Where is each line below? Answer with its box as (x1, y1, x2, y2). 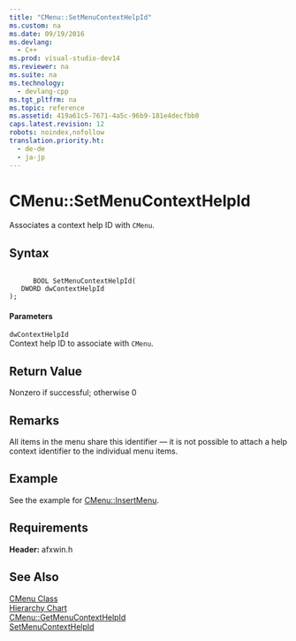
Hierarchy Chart (9, 602, 68, 613)
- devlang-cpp (17, 87, 69, 95)
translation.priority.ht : (9, 136, 104, 145)
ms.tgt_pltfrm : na (9, 95, 77, 104)
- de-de (17, 144, 46, 153)
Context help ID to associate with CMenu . (9, 338, 154, 349)
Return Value (9, 363, 82, 378)
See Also (9, 569, 59, 584)
